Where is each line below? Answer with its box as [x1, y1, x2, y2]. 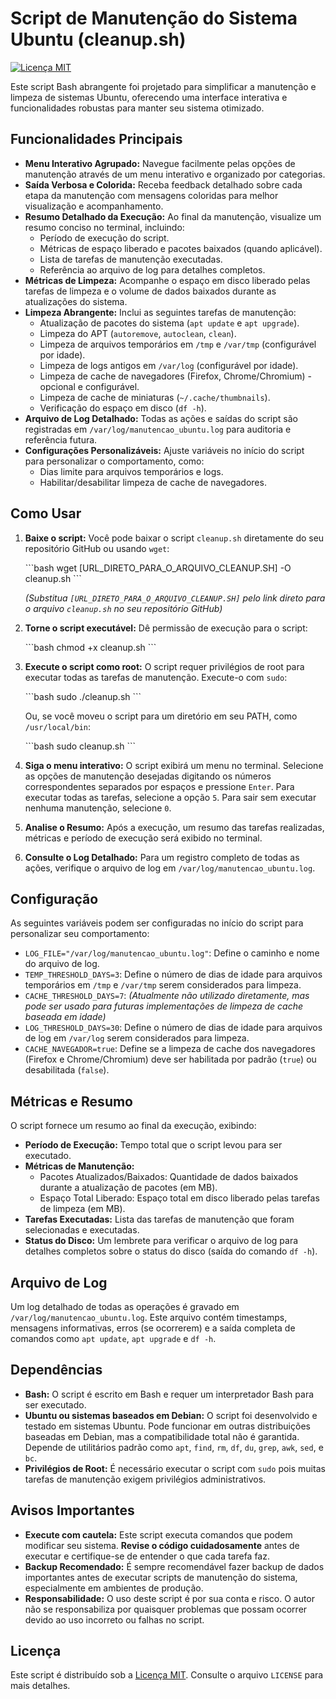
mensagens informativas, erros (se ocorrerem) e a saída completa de [10, 1322, 296, 1334]
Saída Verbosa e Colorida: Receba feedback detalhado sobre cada [24, 178, 303, 191]
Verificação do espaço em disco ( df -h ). [39, 402, 207, 414]
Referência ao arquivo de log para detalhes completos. [39, 263, 266, 276]
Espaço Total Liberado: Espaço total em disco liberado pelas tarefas [39, 1192, 320, 1204]
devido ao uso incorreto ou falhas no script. [24, 1613, 205, 1626]
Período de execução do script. [39, 232, 170, 244]
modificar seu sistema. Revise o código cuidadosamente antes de [24, 1539, 300, 1551]
